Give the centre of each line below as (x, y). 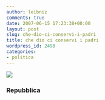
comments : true (25, 18)
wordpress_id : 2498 (31, 46)
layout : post (23, 29)
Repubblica (23, 90)
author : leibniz (27, 12)
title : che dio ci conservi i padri (52, 40)
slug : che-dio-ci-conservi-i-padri (51, 35)
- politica (20, 57)
